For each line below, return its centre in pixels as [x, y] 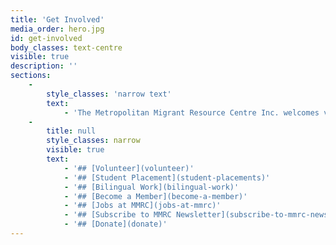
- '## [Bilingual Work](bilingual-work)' [151, 187]
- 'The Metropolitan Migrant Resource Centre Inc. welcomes [191, 112]
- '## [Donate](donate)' [115, 224]
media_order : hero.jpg [57, 29]
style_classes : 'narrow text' [109, 94]
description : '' [44, 66]
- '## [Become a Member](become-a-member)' [155, 196]
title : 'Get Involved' [57, 19]
